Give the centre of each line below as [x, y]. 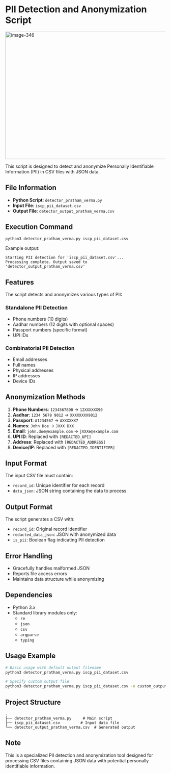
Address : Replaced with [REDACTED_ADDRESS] [59, 442]
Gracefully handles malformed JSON [51, 568]
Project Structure [33, 702]
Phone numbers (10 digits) [40, 319]
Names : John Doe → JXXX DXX [43, 426]
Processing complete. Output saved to [46, 262]
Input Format [26, 463]
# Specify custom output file [37, 682]
